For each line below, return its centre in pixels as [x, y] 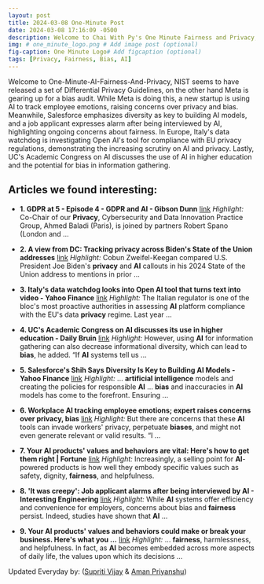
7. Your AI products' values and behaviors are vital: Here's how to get [134, 450]
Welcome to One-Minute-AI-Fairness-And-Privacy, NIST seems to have [124, 81]
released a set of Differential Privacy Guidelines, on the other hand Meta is [128, 90]
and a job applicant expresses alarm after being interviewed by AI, [115, 123]
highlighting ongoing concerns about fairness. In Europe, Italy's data [119, 131]
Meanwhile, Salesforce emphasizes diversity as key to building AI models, [128, 115]
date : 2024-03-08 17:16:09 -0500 [63, 30]
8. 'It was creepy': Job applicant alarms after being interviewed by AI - [137, 490]
